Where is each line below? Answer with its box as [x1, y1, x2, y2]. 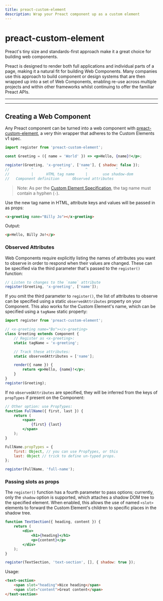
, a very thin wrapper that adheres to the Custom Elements [38, 130, 155, 136]
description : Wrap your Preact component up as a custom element [5, 12, 140, 17]
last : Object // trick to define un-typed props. [14, 454, 116, 458]
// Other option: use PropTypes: [5, 404, 73, 409]
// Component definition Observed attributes [5, 176, 114, 181]
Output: [5, 223, 20, 229]
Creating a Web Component [5, 112, 91, 121]
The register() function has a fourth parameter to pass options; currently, [5, 490, 154, 495]
